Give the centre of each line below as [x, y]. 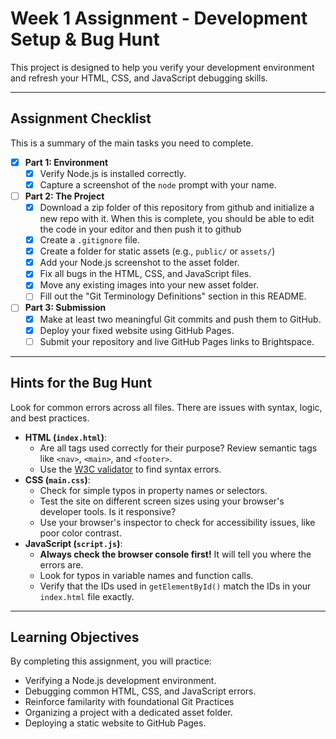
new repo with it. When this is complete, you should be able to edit [177, 219]
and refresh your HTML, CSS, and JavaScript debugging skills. [139, 78]
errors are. [61, 564]
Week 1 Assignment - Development [159, 18]
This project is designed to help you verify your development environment [162, 67]
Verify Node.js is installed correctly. [113, 173]
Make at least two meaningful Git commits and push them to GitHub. [180, 319]
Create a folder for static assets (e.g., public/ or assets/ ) [157, 251]
